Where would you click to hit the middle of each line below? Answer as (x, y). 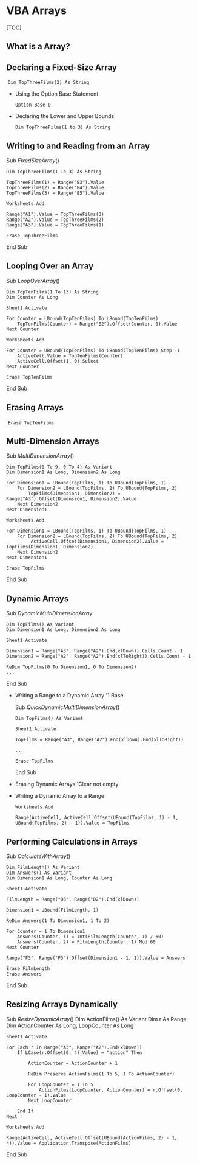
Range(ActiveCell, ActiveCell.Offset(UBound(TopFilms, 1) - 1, (97, 818)
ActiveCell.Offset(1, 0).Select (58, 361)
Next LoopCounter (50, 1100)
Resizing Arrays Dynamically (62, 1004)
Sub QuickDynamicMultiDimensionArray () (67, 707)
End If (25, 1111)
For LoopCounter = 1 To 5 (61, 1084)
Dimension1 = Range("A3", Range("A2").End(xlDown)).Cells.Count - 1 (95, 651)
